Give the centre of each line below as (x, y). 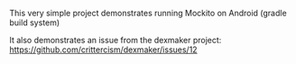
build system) (35, 23)
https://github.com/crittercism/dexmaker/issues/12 (103, 50)
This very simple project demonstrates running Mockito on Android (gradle (148, 13)
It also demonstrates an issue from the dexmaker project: (116, 40)
